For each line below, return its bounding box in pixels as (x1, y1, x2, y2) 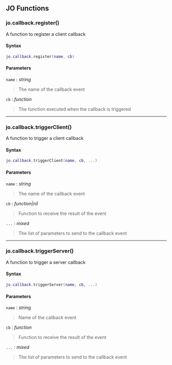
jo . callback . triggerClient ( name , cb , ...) (6, 158, 97, 163)
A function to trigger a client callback (6, 135, 84, 141)
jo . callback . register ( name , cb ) (6, 54, 75, 59)
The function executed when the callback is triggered (18, 106, 131, 112)
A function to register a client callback (6, 31, 86, 37)
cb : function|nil (6, 200, 38, 206)
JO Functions (6, 4, 49, 13)
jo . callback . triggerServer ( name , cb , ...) (6, 282, 97, 287)
